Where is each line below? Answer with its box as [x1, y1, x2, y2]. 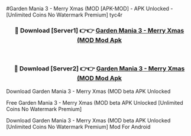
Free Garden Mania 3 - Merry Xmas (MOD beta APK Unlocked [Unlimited [6, 99, 183, 106]
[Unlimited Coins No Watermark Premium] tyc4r [6, 11, 123, 18]
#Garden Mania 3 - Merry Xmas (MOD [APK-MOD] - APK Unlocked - [6, 5, 173, 12]
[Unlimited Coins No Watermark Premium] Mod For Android [6, 123, 151, 130]
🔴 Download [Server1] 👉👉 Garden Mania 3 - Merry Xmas [14, 26, 184, 34]
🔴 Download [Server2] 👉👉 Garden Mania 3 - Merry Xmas [14, 64, 185, 73]
